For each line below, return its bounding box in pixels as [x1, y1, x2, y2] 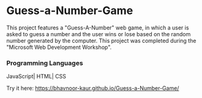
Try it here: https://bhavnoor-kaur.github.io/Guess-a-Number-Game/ [6, 85, 179, 92]
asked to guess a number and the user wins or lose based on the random [6, 30, 191, 37]
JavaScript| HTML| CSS [6, 73, 66, 80]
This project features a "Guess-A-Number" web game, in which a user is [6, 24, 189, 31]
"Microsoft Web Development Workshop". [6, 43, 112, 51]
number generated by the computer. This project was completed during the [6, 37, 196, 44]
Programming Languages [6, 59, 84, 67]
